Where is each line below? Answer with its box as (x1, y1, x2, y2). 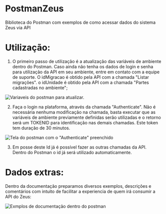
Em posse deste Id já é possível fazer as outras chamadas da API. (12, 144, 147, 150)
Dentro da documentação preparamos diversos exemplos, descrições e (5, 183, 152, 189)
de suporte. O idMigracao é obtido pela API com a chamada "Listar (12, 74, 150, 80)
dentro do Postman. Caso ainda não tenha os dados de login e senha (12, 63, 154, 69)
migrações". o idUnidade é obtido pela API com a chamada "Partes (12, 79, 149, 85)
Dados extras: (5, 167, 64, 178)
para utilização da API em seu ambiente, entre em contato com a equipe (12, 69, 160, 75)
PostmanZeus (5, 3, 64, 14)
